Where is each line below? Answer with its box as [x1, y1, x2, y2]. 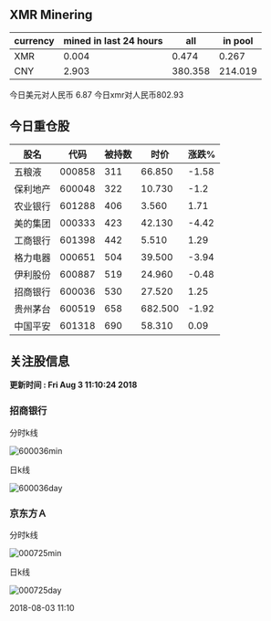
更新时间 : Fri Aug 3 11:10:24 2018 [9, 379, 138, 391]
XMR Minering [9, 7, 93, 23]
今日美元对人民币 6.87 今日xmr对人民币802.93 [9, 89, 184, 100]
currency [14, 34, 55, 47]
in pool [223, 34, 254, 47]
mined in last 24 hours [63, 34, 163, 47]
